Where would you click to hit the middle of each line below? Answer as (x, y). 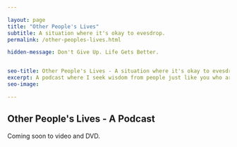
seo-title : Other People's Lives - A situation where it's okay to (109, 71)
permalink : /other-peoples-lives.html (64, 39)
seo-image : (23, 84)
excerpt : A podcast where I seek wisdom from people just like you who (115, 78)
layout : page (26, 20)
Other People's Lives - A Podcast (81, 119)
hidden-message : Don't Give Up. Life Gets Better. (83, 52)
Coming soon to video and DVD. (54, 136)
